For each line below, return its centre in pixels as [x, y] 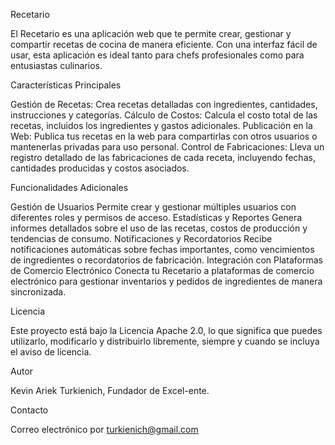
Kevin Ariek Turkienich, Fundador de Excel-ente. [110, 390]
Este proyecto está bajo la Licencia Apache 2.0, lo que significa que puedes [166, 330]
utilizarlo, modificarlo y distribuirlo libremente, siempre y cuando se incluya [165, 341]
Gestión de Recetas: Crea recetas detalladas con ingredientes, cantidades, [164, 104]
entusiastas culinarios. [56, 65]
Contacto [29, 410]
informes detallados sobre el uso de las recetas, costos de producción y [159, 228]
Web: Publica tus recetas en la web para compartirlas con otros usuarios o [164, 136]
